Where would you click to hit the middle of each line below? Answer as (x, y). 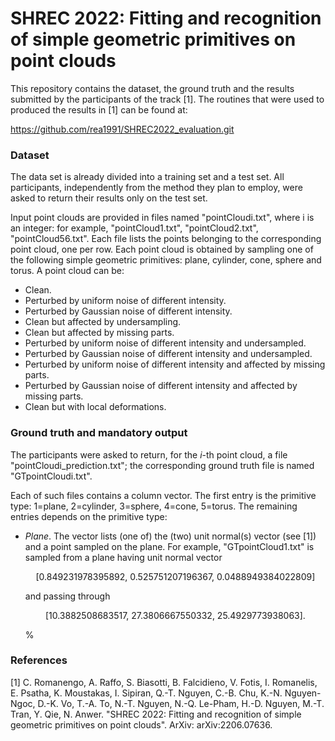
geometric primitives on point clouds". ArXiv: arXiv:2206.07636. (141, 724)
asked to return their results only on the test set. (109, 198)
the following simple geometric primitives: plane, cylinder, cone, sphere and (166, 260)
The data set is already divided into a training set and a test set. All (147, 177)
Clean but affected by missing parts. (99, 333)
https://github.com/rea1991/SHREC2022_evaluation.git (122, 129)
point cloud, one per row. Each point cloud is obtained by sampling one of (162, 249)
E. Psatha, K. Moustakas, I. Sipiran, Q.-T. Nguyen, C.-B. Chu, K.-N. (146, 693)
